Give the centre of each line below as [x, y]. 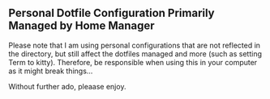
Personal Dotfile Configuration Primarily [111, 13]
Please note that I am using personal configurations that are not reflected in [135, 45]
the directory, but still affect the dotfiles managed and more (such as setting [135, 54]
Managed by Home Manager [82, 26]
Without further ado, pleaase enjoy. [67, 86]
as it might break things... [51, 71]
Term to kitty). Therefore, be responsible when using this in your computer [133, 62]
